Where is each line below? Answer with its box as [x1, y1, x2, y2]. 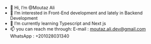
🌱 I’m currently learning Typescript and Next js [10, 20, 106, 26]
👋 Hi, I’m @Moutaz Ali [10, 5, 55, 10]
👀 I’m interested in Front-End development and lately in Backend [10, 10, 143, 16]
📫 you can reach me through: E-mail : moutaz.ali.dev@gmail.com [10, 26, 146, 32]
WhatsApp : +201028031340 [10, 33, 69, 39]
